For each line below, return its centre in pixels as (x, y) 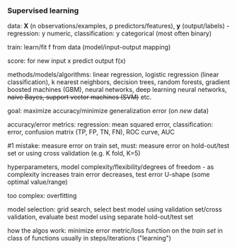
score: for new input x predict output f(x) (67, 61)
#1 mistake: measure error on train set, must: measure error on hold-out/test (118, 146)
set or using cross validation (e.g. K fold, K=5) (74, 154)
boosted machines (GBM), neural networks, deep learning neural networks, (117, 90)
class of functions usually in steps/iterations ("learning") (89, 238)
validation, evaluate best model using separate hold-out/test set (100, 217)
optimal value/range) (38, 182)
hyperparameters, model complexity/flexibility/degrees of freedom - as (111, 167)
